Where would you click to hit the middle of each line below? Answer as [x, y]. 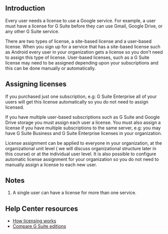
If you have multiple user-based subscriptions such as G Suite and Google [83, 117]
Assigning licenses [36, 84]
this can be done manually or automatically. [51, 68]
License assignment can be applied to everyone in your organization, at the [84, 143]
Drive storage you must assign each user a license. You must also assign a [83, 122]
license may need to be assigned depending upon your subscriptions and [82, 62]
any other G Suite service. [32, 31]
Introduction [25, 8]
